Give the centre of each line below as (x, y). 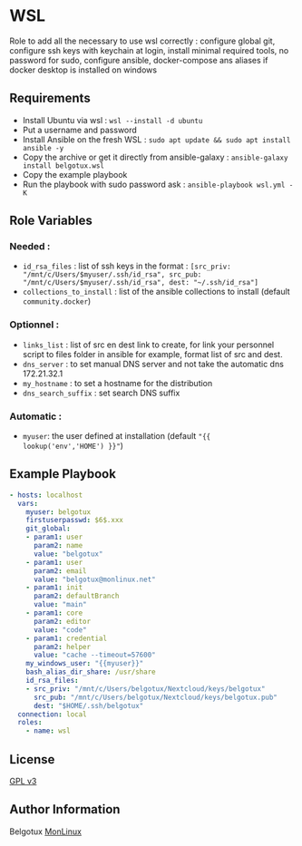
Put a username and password (80, 130)
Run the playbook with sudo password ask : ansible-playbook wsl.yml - (158, 184)
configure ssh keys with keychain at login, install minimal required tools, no (149, 50)
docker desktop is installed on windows (83, 70)
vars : (28, 503)
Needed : (30, 247)
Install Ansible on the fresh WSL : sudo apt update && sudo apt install (156, 139)
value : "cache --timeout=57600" (94, 655)
